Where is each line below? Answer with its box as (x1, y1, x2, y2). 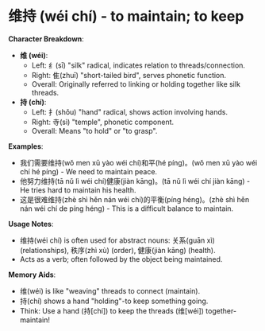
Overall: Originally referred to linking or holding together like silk (31, 79, 240, 88)
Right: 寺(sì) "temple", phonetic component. (31, 117, 175, 127)
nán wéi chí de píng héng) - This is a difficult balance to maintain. (19, 204, 234, 213)
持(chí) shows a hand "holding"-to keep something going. (19, 296, 209, 306)
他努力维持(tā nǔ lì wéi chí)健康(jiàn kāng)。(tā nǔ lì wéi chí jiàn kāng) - (19, 176, 251, 185)
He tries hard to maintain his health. (19, 185, 136, 195)
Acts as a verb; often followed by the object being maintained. (19, 254, 223, 263)
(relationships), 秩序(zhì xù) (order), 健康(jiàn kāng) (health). (19, 245, 216, 255)
